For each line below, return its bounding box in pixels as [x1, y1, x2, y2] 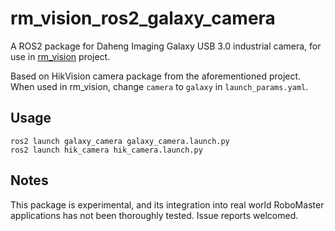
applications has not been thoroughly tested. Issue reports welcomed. [10, 209, 299, 221]
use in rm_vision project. [10, 50, 111, 62]
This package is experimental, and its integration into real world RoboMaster [10, 198, 325, 211]
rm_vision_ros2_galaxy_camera [10, 7, 276, 30]
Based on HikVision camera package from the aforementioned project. [10, 70, 302, 82]
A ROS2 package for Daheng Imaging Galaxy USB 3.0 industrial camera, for [10, 40, 322, 52]
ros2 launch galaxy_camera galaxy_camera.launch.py [10, 136, 230, 146]
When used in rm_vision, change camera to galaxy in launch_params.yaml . [10, 80, 309, 92]
